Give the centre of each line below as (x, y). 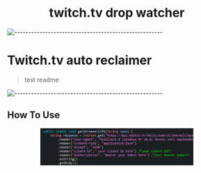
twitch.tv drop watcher (117, 13)
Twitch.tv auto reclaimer (80, 60)
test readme (41, 80)
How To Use (34, 115)
